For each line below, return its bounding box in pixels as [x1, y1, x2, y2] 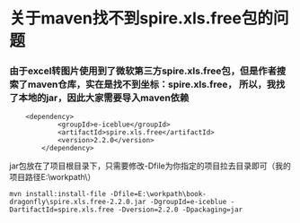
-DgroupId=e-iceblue [149, 198, 227, 207]
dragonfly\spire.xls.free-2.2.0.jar [9, 198, 146, 207]
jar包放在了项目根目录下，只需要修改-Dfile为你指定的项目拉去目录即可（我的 [9, 160, 292, 171]
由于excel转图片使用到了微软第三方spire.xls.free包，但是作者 [9, 64, 277, 77]
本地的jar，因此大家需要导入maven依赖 [18, 91, 190, 104]
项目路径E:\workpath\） [9, 172, 96, 183]
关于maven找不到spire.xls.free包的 [9, 8, 274, 29]
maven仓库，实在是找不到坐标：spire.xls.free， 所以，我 [27, 78, 277, 90]
